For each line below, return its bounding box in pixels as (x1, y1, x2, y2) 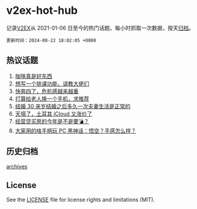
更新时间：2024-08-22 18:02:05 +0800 (6, 37, 96, 43)
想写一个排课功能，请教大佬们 (14, 80, 89, 87)
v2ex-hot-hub (6, 4, 78, 17)
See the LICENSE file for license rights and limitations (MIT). (6, 196, 155, 204)
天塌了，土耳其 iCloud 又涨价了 (14, 110, 92, 117)
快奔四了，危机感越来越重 (14, 87, 79, 95)
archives (6, 163, 28, 170)
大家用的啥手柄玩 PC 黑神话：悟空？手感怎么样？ (14, 127, 137, 134)
